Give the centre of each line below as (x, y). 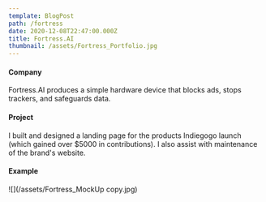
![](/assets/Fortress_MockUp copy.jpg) (73, 189)
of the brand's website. (47, 153)
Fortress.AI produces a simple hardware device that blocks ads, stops (125, 90)
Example (24, 171)
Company (25, 72)
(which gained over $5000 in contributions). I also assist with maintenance (133, 144)
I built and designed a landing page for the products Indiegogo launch (125, 135)
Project (21, 117)
